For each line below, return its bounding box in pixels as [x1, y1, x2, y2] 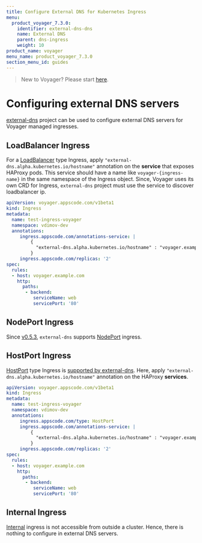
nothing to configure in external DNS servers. [6, 530, 118, 537]
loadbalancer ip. [6, 188, 46, 195]
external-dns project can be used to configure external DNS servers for [6, 117, 183, 124]
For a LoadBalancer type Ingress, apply [6, 156, 104, 164]
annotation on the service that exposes [96, 163, 194, 170]
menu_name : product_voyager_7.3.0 [6, 54, 93, 60]
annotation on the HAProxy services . [96, 373, 188, 380]
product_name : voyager [6, 48, 63, 54]
